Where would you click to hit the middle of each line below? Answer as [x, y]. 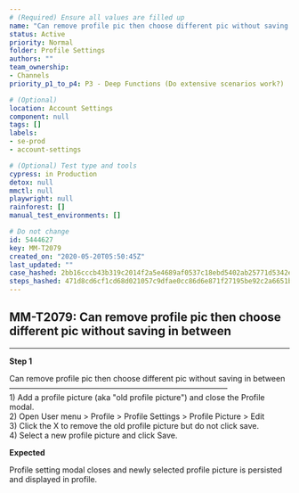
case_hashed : [33, 273]
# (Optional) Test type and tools [73, 166]
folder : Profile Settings [57, 51]
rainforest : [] [37, 207]
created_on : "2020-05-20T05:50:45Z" [77, 256]
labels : [24, 133]
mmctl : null [31, 191]
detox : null [31, 182]
